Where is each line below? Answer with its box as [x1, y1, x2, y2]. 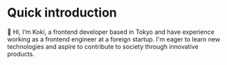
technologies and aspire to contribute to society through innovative [7, 42, 199, 50]
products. [7, 50, 35, 58]
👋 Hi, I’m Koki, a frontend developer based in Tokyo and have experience [7, 28, 215, 36]
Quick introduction [7, 5, 118, 21]
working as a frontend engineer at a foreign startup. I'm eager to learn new [7, 35, 220, 43]
